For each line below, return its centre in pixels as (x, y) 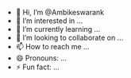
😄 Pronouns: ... (41, 58)
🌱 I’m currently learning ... (58, 29)
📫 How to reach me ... (52, 47)
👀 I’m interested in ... (49, 21)
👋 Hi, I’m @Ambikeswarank (60, 12)
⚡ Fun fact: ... (37, 67)
